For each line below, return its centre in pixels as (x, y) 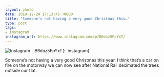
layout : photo (20, 10)
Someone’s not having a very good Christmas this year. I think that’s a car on (82, 60)
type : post (16, 23)
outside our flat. (21, 70)
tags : (10, 28)
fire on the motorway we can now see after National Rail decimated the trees (82, 65)
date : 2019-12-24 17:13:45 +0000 (39, 14)
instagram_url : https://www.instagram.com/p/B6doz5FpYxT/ (65, 37)
